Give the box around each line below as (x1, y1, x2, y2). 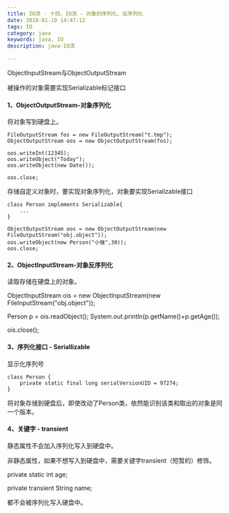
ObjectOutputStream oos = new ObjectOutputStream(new (7, 226, 167, 233)
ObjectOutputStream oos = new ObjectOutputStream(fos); (7, 137, 173, 145)
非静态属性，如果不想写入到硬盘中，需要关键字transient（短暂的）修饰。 (7, 456, 216, 464)
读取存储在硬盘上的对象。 (7, 277, 81, 286)
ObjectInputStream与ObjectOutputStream (7, 69, 127, 77)
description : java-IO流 (7, 43, 75, 49)
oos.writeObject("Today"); (7, 156, 86, 163)
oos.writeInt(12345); (7, 150, 70, 157)
